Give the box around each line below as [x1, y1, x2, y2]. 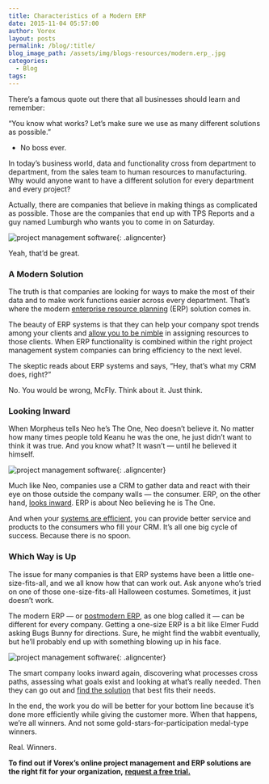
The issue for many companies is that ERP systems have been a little [8, 569, 237, 579]
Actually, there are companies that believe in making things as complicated [8, 200, 258, 209]
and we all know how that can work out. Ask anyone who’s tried [49, 578, 262, 588]
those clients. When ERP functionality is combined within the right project [8, 336, 253, 346]
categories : [8, 57, 48, 65]
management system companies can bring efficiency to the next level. [8, 345, 242, 355]
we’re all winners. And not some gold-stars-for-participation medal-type [8, 718, 249, 727]
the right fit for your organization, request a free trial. [8, 766, 191, 776]
